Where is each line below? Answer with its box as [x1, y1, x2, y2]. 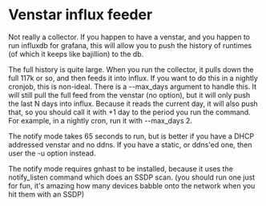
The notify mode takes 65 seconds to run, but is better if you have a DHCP [8, 131, 255, 141]
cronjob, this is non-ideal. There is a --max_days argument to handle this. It [8, 82, 257, 91]
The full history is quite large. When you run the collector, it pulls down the [8, 64, 254, 74]
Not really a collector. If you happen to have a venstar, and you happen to [8, 32, 251, 42]
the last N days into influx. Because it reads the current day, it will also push [8, 99, 258, 108]
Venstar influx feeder [8, 6, 153, 24]
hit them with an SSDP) [8, 189, 85, 199]
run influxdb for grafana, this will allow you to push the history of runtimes [8, 40, 252, 50]
